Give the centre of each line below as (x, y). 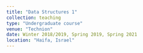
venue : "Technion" (30, 29)
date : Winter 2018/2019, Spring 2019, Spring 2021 (72, 35)
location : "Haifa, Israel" (40, 40)
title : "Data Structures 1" (42, 12)
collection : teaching (34, 18)
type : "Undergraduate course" (45, 23)
